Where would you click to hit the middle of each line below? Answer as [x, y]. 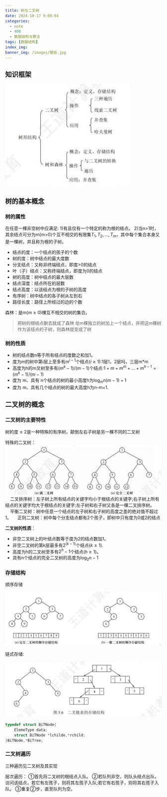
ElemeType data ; [31, 730]
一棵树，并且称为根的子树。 [38, 242]
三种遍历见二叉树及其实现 [31, 766]
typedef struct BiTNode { [31, 725]
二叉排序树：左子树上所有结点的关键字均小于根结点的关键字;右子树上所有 [84, 499]
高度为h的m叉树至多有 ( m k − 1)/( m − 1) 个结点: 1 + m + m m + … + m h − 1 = [84, 367]
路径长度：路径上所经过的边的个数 [47, 302]
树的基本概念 [25, 201]
